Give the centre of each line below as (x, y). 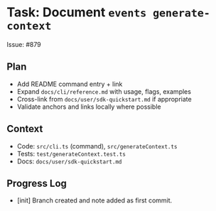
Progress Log (37, 183)
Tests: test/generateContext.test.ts (71, 153)
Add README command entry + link (70, 84)
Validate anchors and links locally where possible (89, 107)
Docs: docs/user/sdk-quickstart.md (69, 161)
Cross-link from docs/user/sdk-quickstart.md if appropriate (104, 99)
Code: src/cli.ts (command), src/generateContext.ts (97, 146)
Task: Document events (77, 12)
